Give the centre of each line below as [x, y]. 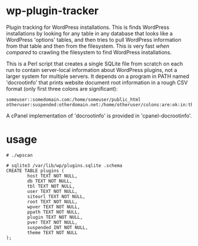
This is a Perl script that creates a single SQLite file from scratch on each [95, 64]
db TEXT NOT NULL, [50, 181]
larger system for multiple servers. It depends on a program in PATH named [98, 76]
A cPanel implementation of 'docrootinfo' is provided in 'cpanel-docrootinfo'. [99, 116]
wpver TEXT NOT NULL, [54, 207]
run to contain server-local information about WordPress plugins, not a [92, 70]
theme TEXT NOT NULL [52, 232]
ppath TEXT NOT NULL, [54, 212]
